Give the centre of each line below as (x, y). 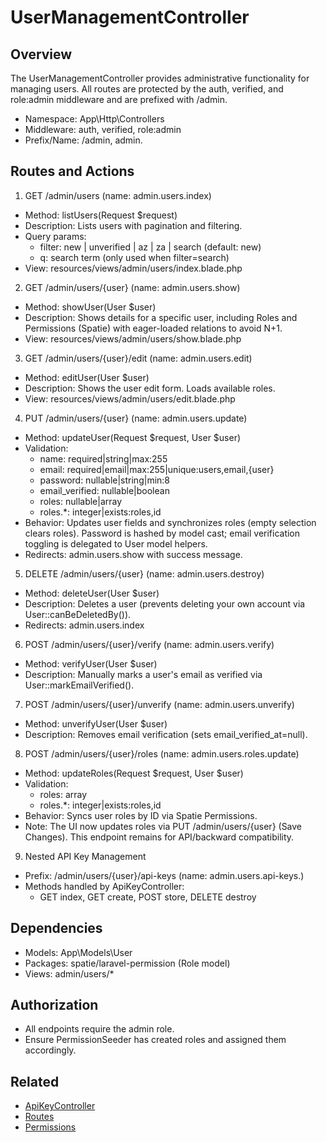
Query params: (55, 236)
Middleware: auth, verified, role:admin (103, 129)
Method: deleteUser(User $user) (92, 593)
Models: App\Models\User (78, 952)
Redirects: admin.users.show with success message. (133, 554)
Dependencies (56, 928)
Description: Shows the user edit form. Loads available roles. (150, 388)
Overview (41, 54)
